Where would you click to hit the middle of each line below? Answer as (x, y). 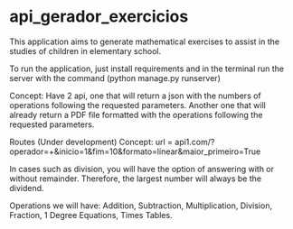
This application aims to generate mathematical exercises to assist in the (145, 41)
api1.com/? (195, 142)
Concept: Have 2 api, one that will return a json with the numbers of (136, 96)
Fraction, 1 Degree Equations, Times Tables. (91, 215)
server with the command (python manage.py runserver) (115, 78)
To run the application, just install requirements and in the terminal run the (147, 69)
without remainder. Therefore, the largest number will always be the (136, 179)
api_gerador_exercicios (99, 17)
